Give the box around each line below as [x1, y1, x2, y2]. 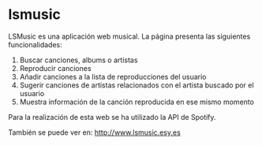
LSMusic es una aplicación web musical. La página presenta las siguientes [8, 32, 251, 41]
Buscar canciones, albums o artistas [19, 55, 138, 65]
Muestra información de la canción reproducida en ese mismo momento [19, 97, 255, 106]
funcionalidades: [8, 39, 63, 49]
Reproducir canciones [19, 63, 92, 72]
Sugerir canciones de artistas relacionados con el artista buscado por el [19, 80, 254, 90]
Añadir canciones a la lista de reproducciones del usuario [19, 72, 207, 81]
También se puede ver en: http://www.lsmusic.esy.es [8, 128, 182, 137]
